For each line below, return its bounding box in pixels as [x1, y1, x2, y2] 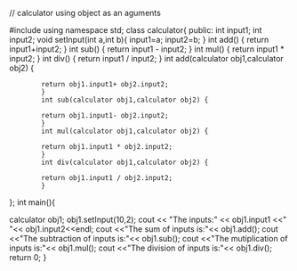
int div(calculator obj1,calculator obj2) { [41, 158, 209, 167]
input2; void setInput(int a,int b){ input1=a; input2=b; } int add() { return [9, 35, 269, 45]
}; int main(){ [9, 197, 56, 208]
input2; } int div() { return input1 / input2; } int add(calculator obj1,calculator [9, 53, 285, 63]
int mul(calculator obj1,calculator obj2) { [41, 127, 209, 135]
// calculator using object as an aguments [9, 8, 162, 18]
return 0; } [9, 252, 47, 262]
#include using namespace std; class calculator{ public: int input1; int [9, 25, 262, 35]
